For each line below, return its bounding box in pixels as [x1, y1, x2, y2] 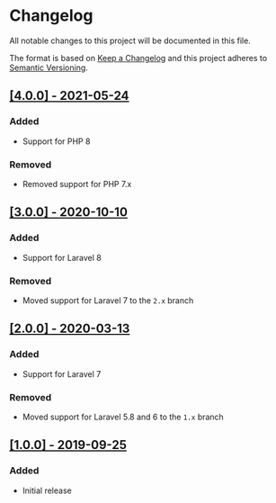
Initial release [22, 485, 72, 496]
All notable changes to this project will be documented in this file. [9, 35, 252, 46]
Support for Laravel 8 [22, 252, 102, 263]
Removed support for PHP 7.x [22, 178, 132, 189]
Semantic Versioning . [9, 62, 88, 73]
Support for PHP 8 [22, 136, 91, 147]
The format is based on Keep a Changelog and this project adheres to [9, 52, 268, 63]
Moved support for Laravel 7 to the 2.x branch [22, 294, 194, 306]
